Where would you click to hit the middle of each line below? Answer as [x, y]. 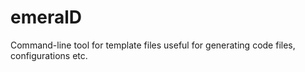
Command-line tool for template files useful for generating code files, [153, 45]
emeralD [46, 17]
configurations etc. [49, 55]
